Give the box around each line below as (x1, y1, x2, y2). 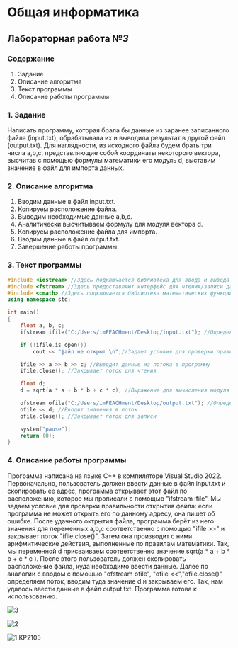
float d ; (20, 380, 46, 387)
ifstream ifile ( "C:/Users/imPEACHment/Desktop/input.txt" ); (20, 329, 201, 336)
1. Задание (7, 110, 46, 120)
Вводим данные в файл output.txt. (17, 235, 120, 244)
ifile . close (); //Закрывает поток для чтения (20, 368, 157, 375)
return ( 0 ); (20, 432, 55, 439)
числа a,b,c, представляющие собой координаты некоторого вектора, (7, 149, 221, 157)
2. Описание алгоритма (7, 181, 93, 191)
